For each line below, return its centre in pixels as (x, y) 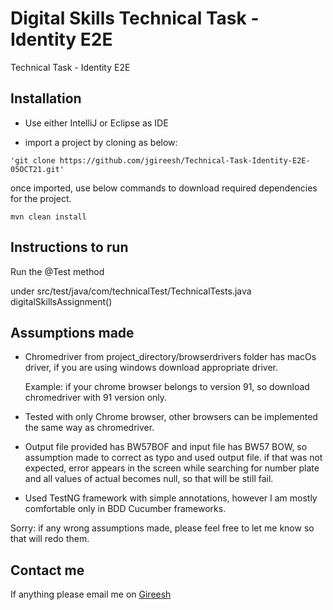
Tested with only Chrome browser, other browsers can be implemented (171, 417)
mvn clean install (48, 217)
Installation (46, 98)
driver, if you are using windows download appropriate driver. (151, 368)
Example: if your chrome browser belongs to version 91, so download (167, 387)
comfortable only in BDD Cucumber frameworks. (125, 509)
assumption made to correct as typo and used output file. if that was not (173, 458)
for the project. (41, 198)
